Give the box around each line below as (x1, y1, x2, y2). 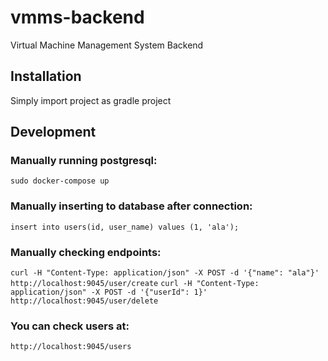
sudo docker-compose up (10, 176, 110, 186)
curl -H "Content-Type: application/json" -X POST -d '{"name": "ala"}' (10, 268, 320, 278)
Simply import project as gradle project (10, 94, 172, 106)
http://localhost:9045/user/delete (10, 296, 159, 306)
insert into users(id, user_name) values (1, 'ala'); (10, 222, 240, 232)
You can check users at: (10, 319, 130, 333)
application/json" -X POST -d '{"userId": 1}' (10, 287, 208, 298)
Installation (10, 68, 82, 85)
